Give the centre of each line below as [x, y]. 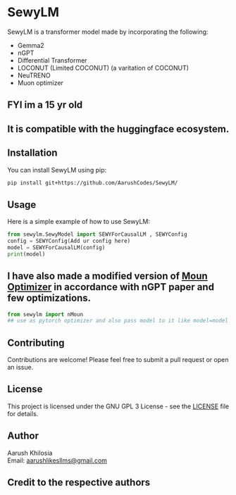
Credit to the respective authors [79, 483]
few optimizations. [49, 298]
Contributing [36, 343]
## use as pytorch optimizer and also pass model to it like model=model [118, 321]
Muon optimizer [40, 82]
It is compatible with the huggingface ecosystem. [118, 129]
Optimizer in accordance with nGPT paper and [111, 287]
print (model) [26, 254]
